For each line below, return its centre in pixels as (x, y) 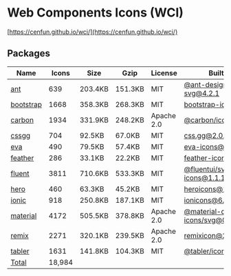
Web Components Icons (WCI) (96, 13)
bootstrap (26, 104)
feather (22, 158)
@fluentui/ (201, 169)
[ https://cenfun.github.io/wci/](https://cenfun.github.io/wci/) (92, 32)
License (164, 72)
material (24, 215)
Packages (29, 53)
